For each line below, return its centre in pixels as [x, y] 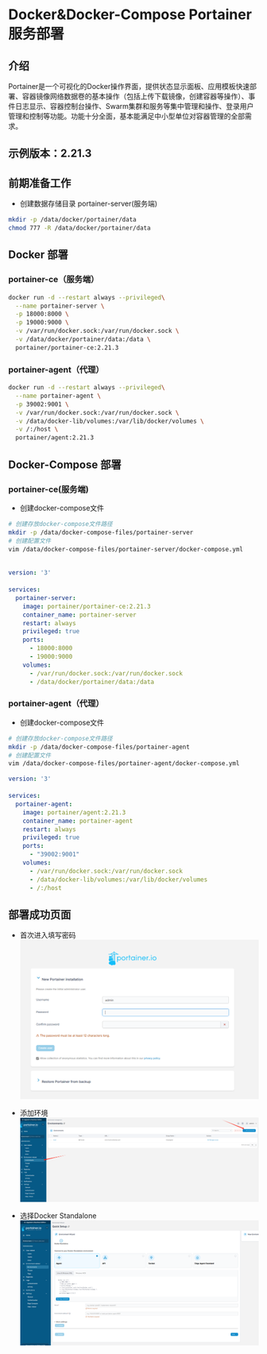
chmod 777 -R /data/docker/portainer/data [79, 228]
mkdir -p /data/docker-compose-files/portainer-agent [99, 747]
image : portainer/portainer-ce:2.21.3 [87, 606]
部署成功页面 [40, 914]
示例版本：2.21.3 [50, 154]
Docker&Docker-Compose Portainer [130, 15]
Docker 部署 [39, 255]
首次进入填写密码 [48, 935]
